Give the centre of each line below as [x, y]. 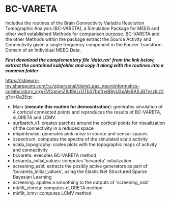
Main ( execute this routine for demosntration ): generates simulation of [88, 106]
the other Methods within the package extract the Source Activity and [78, 39]
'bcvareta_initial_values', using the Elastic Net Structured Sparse [80, 171]
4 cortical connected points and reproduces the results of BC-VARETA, [87, 112]
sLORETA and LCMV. [34, 117]
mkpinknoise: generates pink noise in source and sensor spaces [80, 133]
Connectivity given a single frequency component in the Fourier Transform [83, 44]
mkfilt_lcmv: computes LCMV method [52, 193]
